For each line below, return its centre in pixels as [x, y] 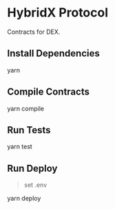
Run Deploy [32, 168]
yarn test [20, 147]
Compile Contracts [48, 92]
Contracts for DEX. [34, 32]
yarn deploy [24, 199]
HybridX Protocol [58, 13]
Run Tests [29, 130]
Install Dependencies [53, 53]
